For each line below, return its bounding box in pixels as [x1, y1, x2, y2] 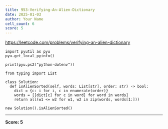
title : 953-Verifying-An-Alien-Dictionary [5, 7, 95, 12]
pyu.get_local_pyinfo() [5, 53, 55, 59]
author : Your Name [5, 16, 43, 21]
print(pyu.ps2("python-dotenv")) [5, 62, 75, 67]
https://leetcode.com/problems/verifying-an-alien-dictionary [5, 39, 130, 45]
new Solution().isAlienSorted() [5, 106, 72, 111]
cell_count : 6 [5, 21, 35, 26]
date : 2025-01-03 [5, 12, 41, 17]
